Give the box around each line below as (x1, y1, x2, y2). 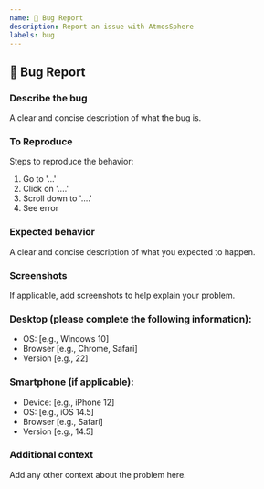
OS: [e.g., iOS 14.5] (22, 406, 94, 417)
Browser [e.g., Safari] (22, 416, 103, 427)
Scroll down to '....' (22, 193, 93, 204)
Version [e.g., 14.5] (22, 426, 94, 437)
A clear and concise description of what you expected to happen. (9, 246, 256, 257)
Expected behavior (9, 226, 96, 239)
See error (22, 203, 59, 214)
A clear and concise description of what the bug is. (9, 112, 202, 123)
